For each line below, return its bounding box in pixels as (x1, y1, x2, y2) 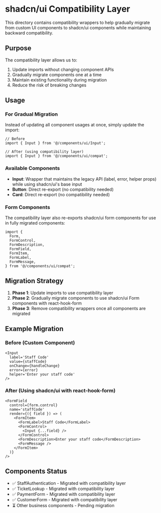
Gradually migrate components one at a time (12, 72, 102, 78)
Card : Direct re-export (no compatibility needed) (12, 191, 110, 197)
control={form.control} (9, 403, 58, 408)
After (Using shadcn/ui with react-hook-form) (5, 387, 116, 394)
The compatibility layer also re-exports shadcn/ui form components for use (5, 215, 156, 221)
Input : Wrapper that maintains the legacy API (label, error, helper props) (12, 176, 157, 182)
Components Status (5, 467, 67, 475)
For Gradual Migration (5, 111, 58, 118)
